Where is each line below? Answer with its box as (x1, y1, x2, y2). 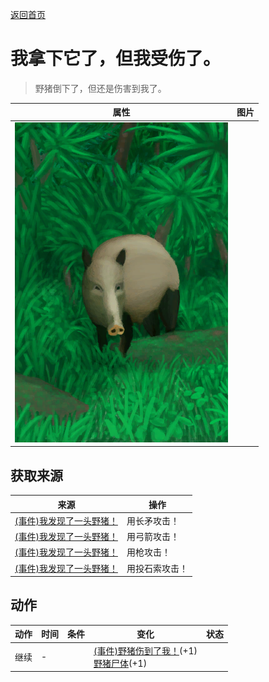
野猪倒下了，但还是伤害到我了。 (34, 82, 167, 94)
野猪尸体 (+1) (93, 657, 148, 669)
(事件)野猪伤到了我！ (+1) (93, 644, 198, 657)
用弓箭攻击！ (126, 531, 180, 542)
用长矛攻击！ (126, 514, 180, 527)
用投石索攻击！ (126, 562, 188, 574)
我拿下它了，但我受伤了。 (10, 48, 222, 70)
